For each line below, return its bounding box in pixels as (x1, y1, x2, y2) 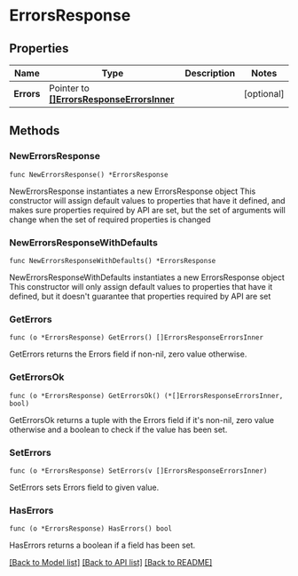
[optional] (243, 88, 285, 100)
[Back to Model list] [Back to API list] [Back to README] (9, 557, 213, 568)
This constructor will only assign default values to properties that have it (9, 281, 273, 292)
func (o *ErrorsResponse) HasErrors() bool (9, 524, 173, 533)
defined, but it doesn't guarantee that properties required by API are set (9, 291, 271, 301)
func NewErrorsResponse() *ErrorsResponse (9, 170, 169, 179)
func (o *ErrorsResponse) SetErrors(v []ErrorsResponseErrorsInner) (9, 466, 268, 476)
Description (184, 68, 236, 79)
